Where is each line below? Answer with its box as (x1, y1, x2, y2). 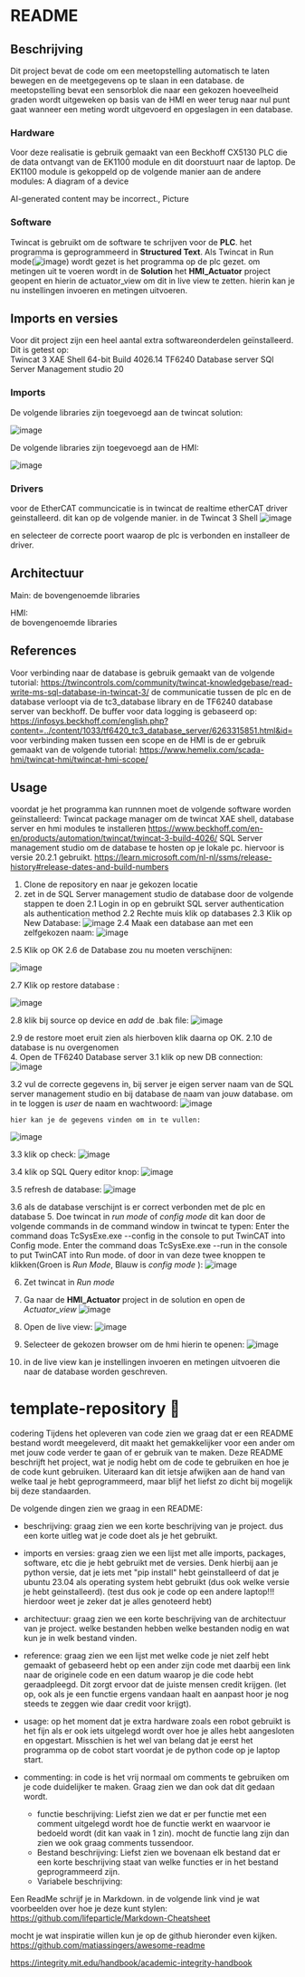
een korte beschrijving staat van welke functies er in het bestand (36, 1857, 279, 1867)
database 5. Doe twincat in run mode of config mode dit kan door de (10, 1211, 266, 1222)
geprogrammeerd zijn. (36, 1867, 120, 1877)
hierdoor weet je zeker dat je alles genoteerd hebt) (23, 1596, 213, 1607)
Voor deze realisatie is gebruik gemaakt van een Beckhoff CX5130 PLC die (10, 147, 288, 158)
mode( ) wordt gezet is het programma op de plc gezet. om (10, 255, 261, 267)
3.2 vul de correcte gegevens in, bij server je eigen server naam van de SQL (10, 1079, 294, 1090)
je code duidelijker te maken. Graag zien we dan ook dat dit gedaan (23, 1781, 275, 1792)
